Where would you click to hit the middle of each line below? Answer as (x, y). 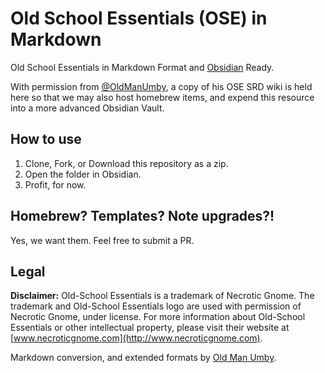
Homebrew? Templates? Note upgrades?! (142, 216)
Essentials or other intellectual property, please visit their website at (150, 328)
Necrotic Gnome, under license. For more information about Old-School (158, 317)
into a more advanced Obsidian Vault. (87, 108)
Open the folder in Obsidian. (83, 174)
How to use (46, 139)
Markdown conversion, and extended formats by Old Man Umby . (143, 358)
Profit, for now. (55, 184)
